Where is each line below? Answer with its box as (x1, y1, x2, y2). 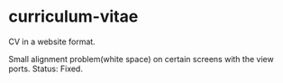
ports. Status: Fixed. (8, 63, 83, 74)
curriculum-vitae (8, 6, 139, 27)
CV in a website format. (8, 36, 96, 47)
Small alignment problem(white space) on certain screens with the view (8, 53, 274, 64)
